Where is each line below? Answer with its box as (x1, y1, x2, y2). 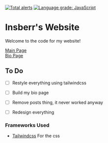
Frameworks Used (5, 121, 50, 128)
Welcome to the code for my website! (5, 38, 81, 44)
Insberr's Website (5, 22, 80, 33)
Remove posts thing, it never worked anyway (12, 99, 103, 105)
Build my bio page (12, 90, 49, 95)
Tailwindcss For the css (12, 133, 60, 139)
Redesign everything (12, 109, 54, 115)
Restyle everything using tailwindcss (12, 80, 87, 86)
